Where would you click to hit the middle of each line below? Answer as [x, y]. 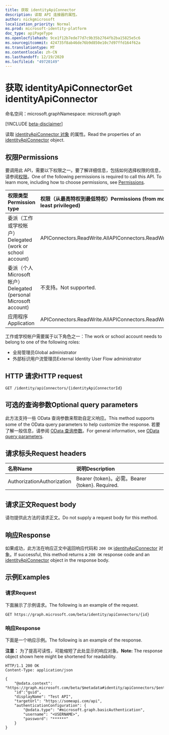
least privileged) [60, 205]
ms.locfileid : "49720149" [32, 62]
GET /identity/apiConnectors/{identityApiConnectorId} [64, 388]
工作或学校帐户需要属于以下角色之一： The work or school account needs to [84, 336]
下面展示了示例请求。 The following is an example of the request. [72, 605]
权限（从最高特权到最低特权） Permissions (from [98, 199]
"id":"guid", [28, 693]
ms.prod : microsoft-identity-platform [46, 29]
